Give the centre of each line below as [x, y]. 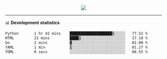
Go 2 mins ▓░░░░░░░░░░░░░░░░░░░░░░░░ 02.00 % [77, 43]
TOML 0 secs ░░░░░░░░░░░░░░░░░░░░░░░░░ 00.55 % [77, 52]
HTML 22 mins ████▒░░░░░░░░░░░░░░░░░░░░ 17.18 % [77, 38]
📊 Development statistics [33, 23]
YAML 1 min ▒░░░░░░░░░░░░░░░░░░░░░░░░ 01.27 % [77, 47]
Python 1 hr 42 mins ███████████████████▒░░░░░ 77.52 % [77, 34]
